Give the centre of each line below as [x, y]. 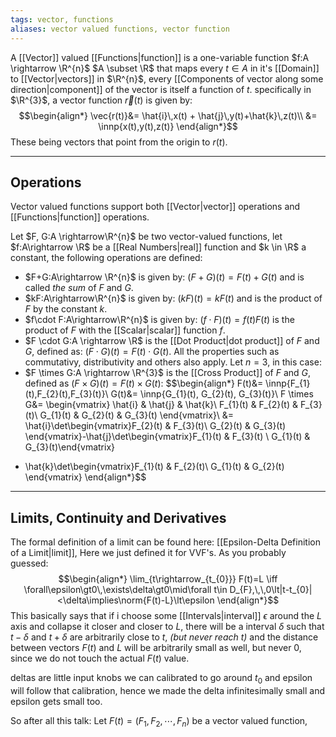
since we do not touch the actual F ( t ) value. [100, 658]
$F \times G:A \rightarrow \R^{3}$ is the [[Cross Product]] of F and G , [168, 373]
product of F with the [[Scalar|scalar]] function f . [125, 330]
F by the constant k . [66, 309]
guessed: [29, 563]
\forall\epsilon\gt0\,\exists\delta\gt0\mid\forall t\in [125, 590]
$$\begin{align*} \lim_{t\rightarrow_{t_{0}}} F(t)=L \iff [168, 579]
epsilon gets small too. [56, 701]
